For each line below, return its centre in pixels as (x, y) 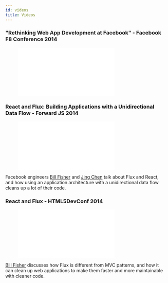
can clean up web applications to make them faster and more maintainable (84, 271)
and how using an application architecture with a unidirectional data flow (82, 183)
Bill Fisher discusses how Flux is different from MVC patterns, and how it (82, 265)
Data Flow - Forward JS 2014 (42, 113)
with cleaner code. (25, 276)
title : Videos (21, 15)
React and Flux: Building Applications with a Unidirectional (80, 107)
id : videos (17, 10)
